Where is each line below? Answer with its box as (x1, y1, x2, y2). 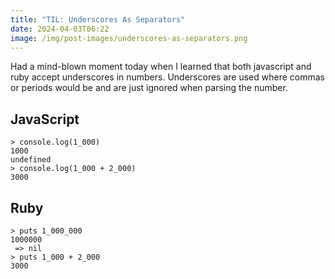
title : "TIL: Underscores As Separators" (10, 14, 186, 25)
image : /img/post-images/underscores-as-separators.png (10, 33, 248, 43)
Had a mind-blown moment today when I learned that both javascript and (10, 61, 312, 73)
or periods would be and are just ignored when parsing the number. (10, 82, 288, 94)
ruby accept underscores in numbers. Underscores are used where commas (10, 71, 325, 83)
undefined (10, 155, 52, 165)
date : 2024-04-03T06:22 (10, 24, 110, 34)
